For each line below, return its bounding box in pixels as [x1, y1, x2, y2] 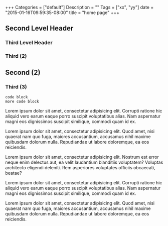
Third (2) [5, 53, 27, 60]
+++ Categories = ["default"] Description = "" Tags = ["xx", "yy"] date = [5, 5, 154, 10]
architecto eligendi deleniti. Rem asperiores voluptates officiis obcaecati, [5, 164, 155, 170]
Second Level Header [5, 24, 74, 33]
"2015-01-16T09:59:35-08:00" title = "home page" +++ [5, 10, 120, 16]
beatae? [5, 170, 22, 176]
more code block [5, 99, 39, 104]
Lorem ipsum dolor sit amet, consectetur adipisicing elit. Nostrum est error [5, 154, 159, 160]
